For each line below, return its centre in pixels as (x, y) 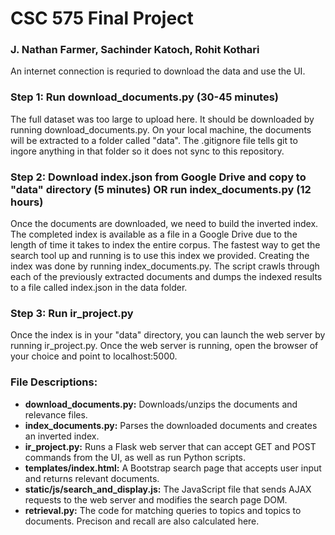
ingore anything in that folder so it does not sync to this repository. (147, 151)
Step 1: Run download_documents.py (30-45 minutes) (145, 97)
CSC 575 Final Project (102, 18)
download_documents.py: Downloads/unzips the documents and (161, 404)
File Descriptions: (54, 382)
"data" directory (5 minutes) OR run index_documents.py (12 (161, 189)
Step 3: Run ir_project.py (72, 313)
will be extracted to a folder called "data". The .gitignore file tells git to (154, 140)
